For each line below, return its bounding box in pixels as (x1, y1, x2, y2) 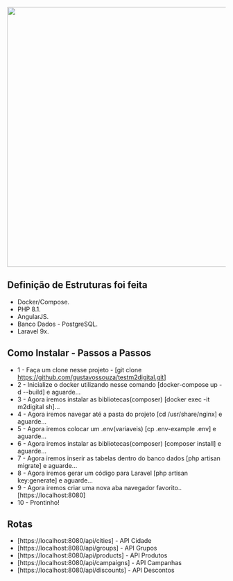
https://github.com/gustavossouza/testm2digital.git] (17, 373, 166, 381)
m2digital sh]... (17, 402, 60, 410)
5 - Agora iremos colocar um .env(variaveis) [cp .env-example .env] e (17, 424, 216, 433)
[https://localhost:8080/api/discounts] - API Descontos (17, 566, 175, 575)
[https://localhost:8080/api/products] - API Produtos (17, 551, 168, 560)
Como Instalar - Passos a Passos (7, 347, 151, 359)
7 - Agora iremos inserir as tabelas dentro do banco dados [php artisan (17, 454, 221, 462)
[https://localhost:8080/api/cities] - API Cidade (17, 537, 152, 545)
